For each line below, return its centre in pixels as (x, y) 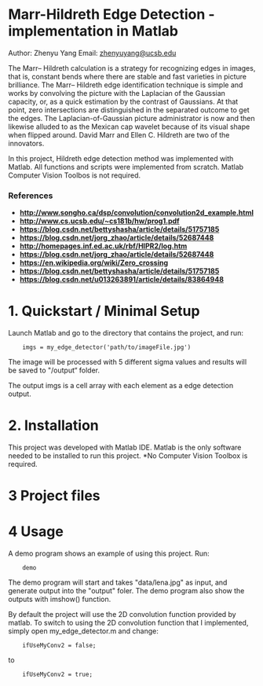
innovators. (26, 143)
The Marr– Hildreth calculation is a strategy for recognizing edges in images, (132, 68)
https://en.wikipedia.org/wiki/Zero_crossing (94, 263)
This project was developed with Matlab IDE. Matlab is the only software (125, 448)
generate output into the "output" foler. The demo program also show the (126, 591)
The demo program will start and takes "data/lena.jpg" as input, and (118, 582)
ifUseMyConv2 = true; (57, 675)
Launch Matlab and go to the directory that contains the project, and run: (126, 333)
